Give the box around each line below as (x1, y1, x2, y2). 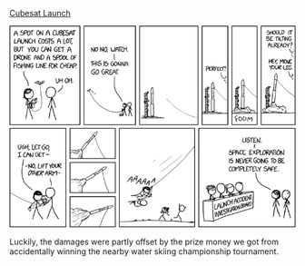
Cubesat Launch (9, 8, 71, 18)
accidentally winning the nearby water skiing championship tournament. (9, 245, 280, 257)
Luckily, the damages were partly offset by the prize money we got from (9, 236, 280, 247)
